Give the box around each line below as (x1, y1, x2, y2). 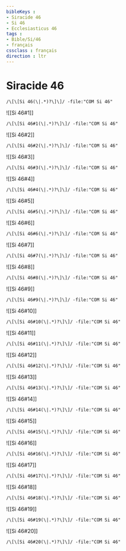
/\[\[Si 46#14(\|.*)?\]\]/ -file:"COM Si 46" (6, 407, 121, 413)
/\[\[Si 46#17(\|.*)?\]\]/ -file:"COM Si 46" (6, 473, 121, 479)
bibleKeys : (6, 8, 36, 15)
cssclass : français (6, 48, 58, 54)
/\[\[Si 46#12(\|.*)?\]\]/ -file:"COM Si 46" (6, 362, 121, 369)
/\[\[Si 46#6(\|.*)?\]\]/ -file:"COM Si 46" (6, 230, 118, 236)
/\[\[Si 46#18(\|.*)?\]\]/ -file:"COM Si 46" (6, 495, 121, 501)
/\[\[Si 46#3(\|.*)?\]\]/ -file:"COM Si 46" (6, 165, 118, 171)
